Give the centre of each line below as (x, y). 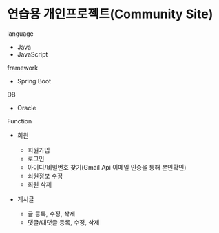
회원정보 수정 (45, 176)
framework (23, 68)
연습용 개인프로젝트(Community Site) (110, 14)
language (20, 33)
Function (20, 121)
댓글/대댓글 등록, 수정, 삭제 (63, 222)
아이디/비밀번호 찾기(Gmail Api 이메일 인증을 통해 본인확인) (107, 167)
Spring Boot (34, 81)
